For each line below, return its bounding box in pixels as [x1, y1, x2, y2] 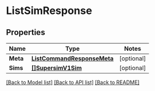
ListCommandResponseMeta [31, 54, 114, 62]
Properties [6, 27, 45, 37]
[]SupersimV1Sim [31, 64, 82, 72]
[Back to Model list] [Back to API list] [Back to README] [6, 79, 140, 86]
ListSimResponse [6, 4, 92, 17]
